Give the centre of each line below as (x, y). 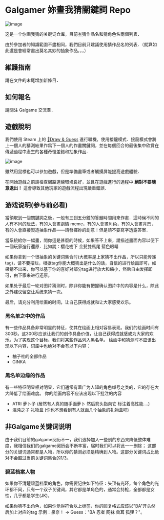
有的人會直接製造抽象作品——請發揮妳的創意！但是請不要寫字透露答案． (78, 230)
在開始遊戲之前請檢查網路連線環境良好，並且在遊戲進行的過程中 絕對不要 (78, 182)
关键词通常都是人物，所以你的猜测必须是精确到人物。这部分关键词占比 (84, 451)
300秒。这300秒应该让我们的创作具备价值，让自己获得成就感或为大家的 (77, 334)
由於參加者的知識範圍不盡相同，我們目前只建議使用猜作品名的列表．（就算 (79, 44)
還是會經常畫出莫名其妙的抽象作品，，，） (49, 50)
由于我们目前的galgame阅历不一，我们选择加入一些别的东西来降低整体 (76, 439)
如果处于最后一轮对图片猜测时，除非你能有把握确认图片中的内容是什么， (78, 286)
